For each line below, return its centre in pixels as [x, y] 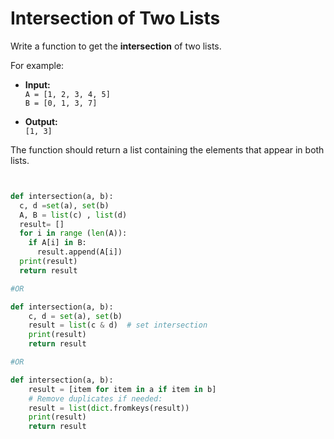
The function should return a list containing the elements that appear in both [167, 149]
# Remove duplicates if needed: [95, 398]
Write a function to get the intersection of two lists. [116, 46]
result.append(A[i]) [79, 252]
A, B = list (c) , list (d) [73, 215]
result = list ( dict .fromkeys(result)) [109, 408]
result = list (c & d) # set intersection [118, 325]
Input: [37, 84]
